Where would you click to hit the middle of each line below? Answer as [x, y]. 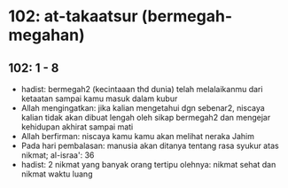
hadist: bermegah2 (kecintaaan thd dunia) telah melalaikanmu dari [142, 89]
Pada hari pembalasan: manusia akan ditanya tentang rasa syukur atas [150, 145]
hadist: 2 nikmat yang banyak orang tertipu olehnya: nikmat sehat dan [148, 164]
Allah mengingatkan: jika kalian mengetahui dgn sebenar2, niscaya [143, 108]
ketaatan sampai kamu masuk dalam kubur [99, 98]
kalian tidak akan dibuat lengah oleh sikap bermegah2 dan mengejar [146, 117]
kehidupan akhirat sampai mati [77, 127]
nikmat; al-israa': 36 [58, 155]
